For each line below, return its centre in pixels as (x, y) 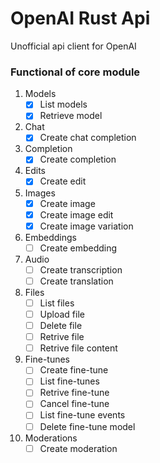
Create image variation (86, 226)
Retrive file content (78, 348)
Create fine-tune (74, 370)
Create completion (78, 159)
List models (63, 104)
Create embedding (78, 248)
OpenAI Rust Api (80, 18)
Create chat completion (88, 138)
